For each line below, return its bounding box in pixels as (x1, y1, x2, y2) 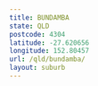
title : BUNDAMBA (9, 13, 69, 22)
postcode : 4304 (9, 30, 66, 39)
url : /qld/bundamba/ (9, 55, 86, 64)
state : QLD (9, 21, 50, 30)
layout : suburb (9, 64, 66, 73)
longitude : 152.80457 (9, 47, 90, 56)
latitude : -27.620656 (9, 38, 90, 47)
